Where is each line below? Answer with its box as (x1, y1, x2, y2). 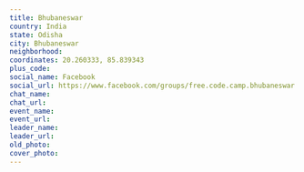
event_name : (9, 106, 55, 116)
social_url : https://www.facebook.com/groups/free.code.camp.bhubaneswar (9, 81, 296, 90)
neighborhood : (9, 47, 64, 56)
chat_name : (9, 89, 51, 98)
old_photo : (9, 140, 51, 149)
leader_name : (9, 124, 59, 133)
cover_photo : (9, 148, 59, 157)
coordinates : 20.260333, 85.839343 (9, 56, 145, 65)
